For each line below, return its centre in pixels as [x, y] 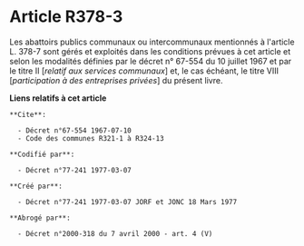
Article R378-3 [66, 17]
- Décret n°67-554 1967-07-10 [74, 130]
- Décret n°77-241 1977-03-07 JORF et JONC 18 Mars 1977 [127, 202]
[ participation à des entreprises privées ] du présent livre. [116, 80]
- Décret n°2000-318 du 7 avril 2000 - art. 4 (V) [115, 233]
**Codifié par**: [42, 154]
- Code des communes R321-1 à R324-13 [91, 138]
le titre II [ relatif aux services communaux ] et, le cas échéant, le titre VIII [144, 71]
